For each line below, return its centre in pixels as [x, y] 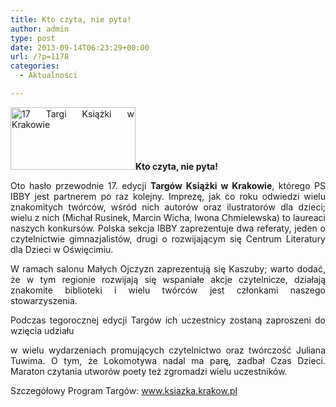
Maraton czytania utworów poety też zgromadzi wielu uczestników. [149, 371]
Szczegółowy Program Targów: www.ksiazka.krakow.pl [124, 390]
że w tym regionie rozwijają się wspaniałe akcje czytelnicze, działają [168, 279]
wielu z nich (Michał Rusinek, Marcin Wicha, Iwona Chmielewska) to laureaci [168, 217]
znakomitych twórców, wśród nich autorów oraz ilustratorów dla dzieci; [168, 207]
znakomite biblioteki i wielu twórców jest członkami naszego [168, 290]
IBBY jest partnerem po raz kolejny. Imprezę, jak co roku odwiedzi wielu [168, 196]
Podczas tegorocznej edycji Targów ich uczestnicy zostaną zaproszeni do [168, 320]
